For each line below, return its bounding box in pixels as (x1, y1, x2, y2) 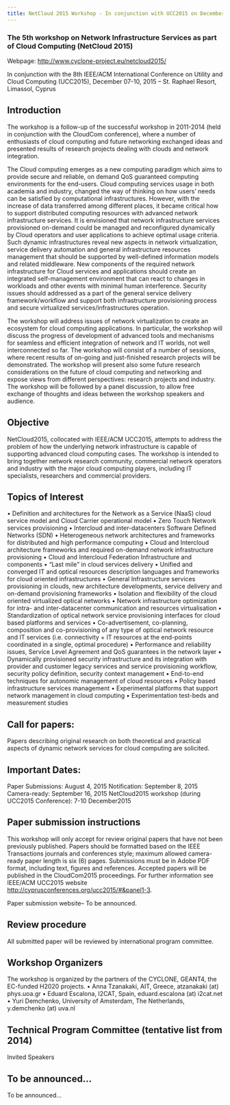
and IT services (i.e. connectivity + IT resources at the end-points (7, 633, 192, 642)
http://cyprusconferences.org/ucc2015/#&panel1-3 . (7, 886, 153, 894)
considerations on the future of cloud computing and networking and (7, 367, 202, 376)
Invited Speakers (7, 1053, 55, 1061)
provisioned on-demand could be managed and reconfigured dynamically (7, 223, 216, 232)
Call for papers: (7, 718, 75, 730)
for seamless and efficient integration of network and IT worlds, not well (7, 339, 210, 347)
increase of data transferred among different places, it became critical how (7, 202, 219, 210)
